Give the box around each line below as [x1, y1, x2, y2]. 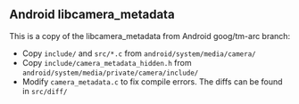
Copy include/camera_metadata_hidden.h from [21, 57, 192, 68]
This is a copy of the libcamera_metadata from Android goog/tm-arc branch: [9, 30, 291, 41]
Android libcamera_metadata [9, 7, 176, 22]
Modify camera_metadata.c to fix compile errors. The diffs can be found [21, 76, 283, 87]
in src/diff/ [21, 85, 68, 96]
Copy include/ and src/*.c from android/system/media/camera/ [21, 48, 256, 59]
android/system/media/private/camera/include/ [21, 68, 199, 77]
